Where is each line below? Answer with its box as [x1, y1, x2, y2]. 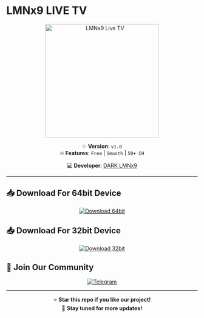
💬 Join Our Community [6, 262, 94, 273]
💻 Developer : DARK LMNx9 [66, 162, 138, 169]
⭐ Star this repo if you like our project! [53, 296, 151, 303]
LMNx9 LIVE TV [6, 4, 87, 18]
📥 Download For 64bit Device [6, 188, 121, 199]
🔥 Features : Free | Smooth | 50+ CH [59, 149, 144, 156]
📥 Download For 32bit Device [6, 225, 121, 236]
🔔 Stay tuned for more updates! [61, 305, 143, 312]
